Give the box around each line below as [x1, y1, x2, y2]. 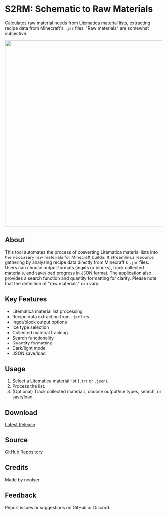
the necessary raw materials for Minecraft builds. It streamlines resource [5, 254, 154, 260]
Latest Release [5, 422, 36, 428]
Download [5, 408, 37, 417]
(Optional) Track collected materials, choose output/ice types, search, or [12, 389, 162, 395]
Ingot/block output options [12, 319, 67, 325]
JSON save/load [12, 350, 46, 356]
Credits [5, 463, 29, 472]
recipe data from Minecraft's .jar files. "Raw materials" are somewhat [5, 25, 149, 31]
